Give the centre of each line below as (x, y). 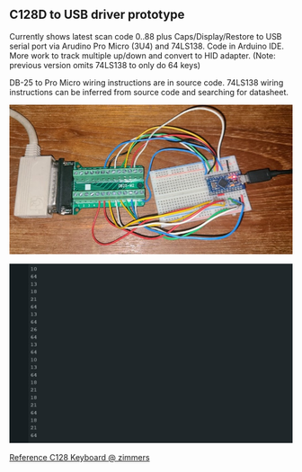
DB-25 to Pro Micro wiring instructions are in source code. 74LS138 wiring (147, 82)
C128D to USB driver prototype (97, 15)
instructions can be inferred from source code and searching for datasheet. (149, 92)
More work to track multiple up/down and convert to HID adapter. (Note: (142, 55)
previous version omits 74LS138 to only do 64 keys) (105, 65)
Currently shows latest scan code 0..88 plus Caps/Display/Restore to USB (146, 36)
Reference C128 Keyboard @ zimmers (80, 458)
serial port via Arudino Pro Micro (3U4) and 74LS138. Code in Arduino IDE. (147, 46)
